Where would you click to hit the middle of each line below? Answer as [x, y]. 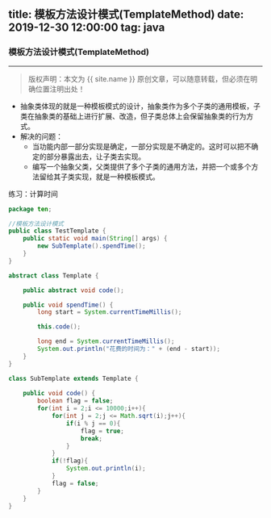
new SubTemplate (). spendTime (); [92, 246]
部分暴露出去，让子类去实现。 [96, 157]
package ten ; [30, 209]
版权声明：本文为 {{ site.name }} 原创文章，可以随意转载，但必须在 [139, 78]
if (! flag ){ [70, 461]
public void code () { [59, 394]
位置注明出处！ [60, 89]
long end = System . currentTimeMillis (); [106, 341]
